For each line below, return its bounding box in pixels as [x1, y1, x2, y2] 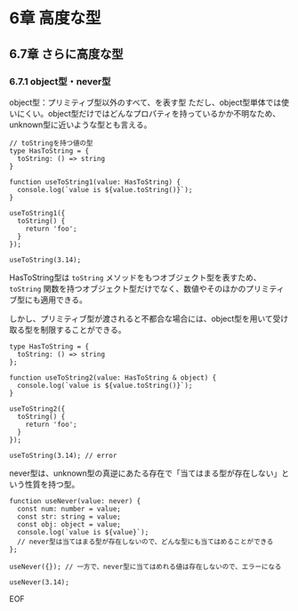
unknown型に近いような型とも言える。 [9, 119, 152, 130]
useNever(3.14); [9, 577, 69, 587]
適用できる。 [39, 294, 87, 305]
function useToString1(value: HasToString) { [9, 177, 181, 187]
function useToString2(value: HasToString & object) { [9, 373, 217, 382]
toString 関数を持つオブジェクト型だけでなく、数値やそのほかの [9, 283, 246, 293]
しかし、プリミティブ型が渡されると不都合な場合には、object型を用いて [9, 313, 273, 324]
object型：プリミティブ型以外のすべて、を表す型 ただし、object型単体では [9, 97, 282, 108]
